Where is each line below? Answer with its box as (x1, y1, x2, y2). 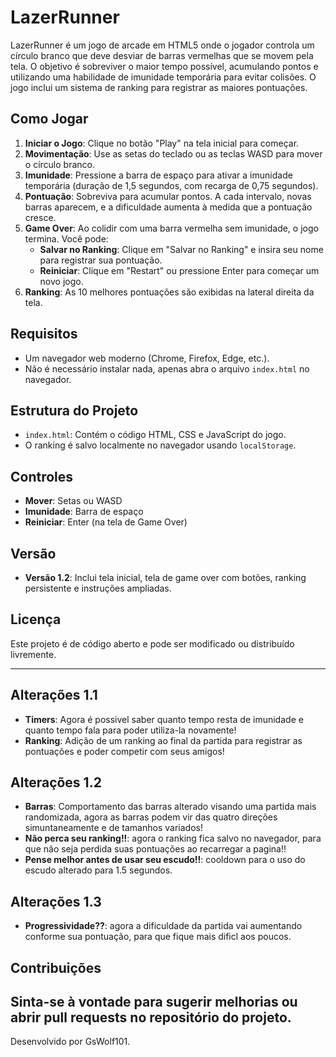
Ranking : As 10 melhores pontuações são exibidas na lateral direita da (24, 286, 315, 298)
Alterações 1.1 (10, 687, 98, 704)
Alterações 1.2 (10, 774, 102, 791)
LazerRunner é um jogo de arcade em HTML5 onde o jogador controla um (10, 39, 315, 51)
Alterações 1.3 (10, 893, 102, 910)
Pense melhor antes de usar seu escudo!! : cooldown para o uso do (24, 854, 306, 866)
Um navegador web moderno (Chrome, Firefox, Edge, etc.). (24, 352, 270, 364)
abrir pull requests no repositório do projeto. (10, 1009, 292, 1026)
